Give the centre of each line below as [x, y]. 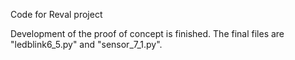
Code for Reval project [56, 14]
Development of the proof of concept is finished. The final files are [147, 33]
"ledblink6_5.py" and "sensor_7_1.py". [86, 44]
